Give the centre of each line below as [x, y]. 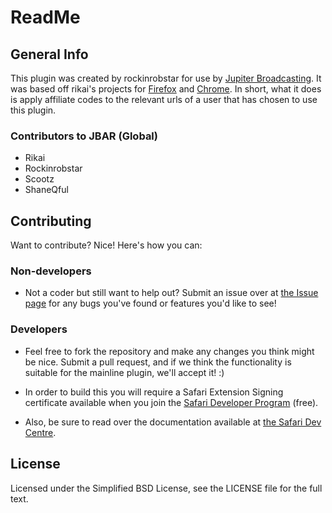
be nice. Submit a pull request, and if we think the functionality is [158, 362]
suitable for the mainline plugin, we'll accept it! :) [124, 372]
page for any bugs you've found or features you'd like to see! [150, 303]
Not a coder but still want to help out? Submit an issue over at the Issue [171, 293]
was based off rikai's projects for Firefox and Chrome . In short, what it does [166, 89]
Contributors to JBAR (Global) [84, 136]
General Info [49, 54]
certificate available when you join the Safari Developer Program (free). [171, 402]
